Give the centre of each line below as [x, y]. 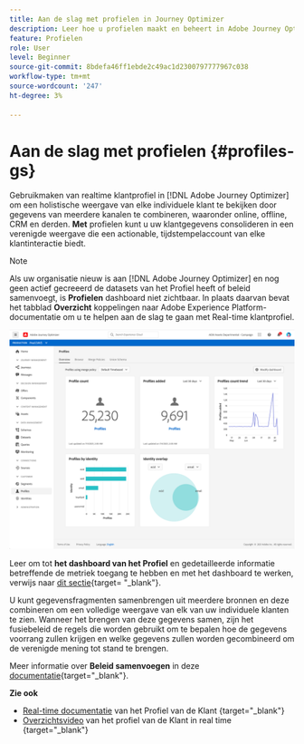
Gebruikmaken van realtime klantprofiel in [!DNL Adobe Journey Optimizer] [149, 196]
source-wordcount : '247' [56, 86]
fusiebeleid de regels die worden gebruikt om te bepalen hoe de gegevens [148, 629]
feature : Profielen [46, 38]
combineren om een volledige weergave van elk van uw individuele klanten [149, 610]
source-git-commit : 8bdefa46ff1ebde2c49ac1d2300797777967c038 [129, 67]
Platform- [249, 307]
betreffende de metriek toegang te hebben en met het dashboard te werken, [152, 573]
